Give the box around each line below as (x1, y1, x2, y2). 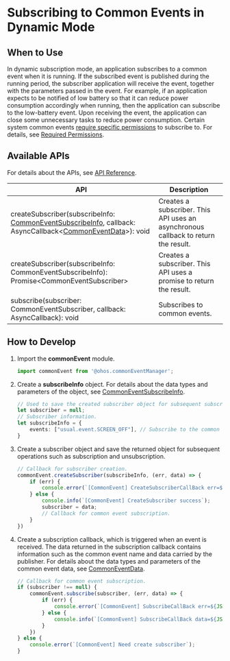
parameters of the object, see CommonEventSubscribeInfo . (16, 387, 186, 396)
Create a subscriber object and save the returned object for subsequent (16, 444, 220, 453)
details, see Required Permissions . (7, 130, 105, 139)
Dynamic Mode (7, 19, 95, 35)
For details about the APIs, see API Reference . (7, 168, 137, 176)
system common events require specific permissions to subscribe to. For (7, 123, 213, 131)
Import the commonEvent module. (16, 354, 115, 363)
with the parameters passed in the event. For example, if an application (7, 87, 207, 95)
